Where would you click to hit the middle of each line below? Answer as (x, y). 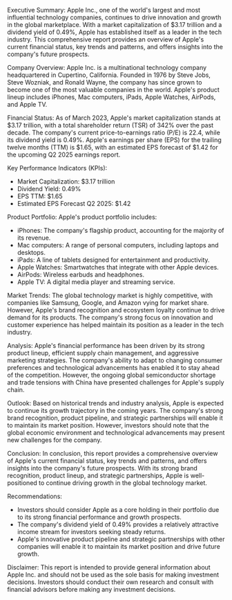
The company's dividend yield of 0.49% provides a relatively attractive (118, 524)
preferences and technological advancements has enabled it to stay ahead (113, 368)
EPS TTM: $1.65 (40, 196)
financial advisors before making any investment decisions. (91, 589)
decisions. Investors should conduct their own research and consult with (110, 582)
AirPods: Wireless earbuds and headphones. (81, 274)
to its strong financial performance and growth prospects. (99, 517)
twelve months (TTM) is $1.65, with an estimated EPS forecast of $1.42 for (113, 147)
